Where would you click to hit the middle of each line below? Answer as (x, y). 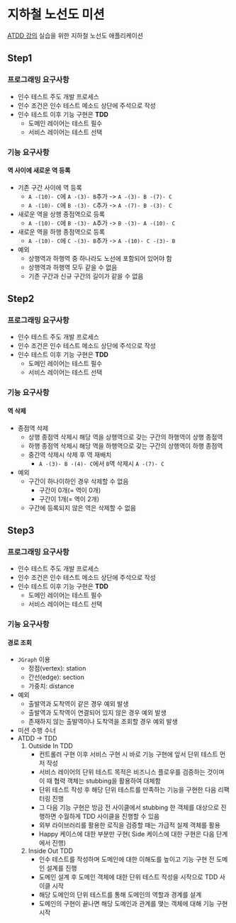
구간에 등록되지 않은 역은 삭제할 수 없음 (82, 508)
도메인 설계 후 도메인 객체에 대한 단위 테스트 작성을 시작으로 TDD (128, 877)
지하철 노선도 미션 (56, 15)
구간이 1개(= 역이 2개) (69, 499)
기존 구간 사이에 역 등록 (50, 187)
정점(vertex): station (57, 669)
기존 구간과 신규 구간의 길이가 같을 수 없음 (86, 276)
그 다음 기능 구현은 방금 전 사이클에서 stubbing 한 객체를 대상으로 (129, 807)
